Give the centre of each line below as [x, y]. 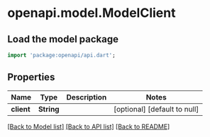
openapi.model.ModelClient [92, 13]
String [49, 109]
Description [87, 97]
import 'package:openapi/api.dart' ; [61, 55]
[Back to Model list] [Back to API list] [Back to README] [89, 126]
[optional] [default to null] [156, 109]
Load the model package [63, 39]
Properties [31, 77]
